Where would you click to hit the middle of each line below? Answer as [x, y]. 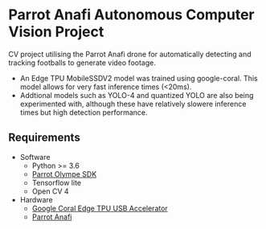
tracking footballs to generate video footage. [82, 63]
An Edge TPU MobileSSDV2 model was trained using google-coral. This [139, 78]
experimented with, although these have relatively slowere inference [133, 104]
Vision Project [56, 32]
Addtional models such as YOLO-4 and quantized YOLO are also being [137, 95]
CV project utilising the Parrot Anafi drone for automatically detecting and [130, 54]
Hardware [37, 199]
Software [35, 157]
